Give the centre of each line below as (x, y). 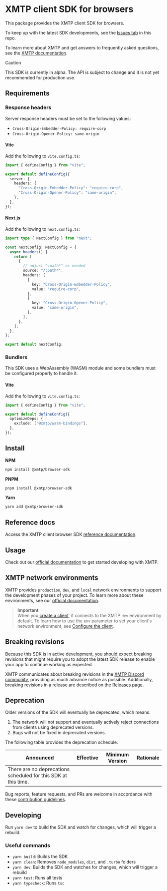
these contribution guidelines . (36, 800)
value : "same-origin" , (55, 308)
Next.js (13, 218)
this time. (18, 782)
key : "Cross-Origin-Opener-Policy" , (70, 303)
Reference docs (30, 522)
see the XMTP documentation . (36, 53)
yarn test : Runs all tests (37, 878)
